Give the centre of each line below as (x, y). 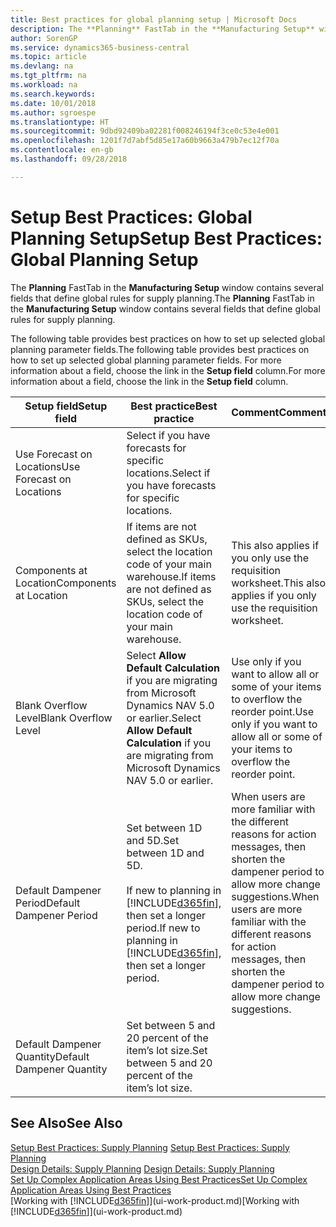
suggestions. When (275, 896)
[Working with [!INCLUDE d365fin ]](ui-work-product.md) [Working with (155, 1200)
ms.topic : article (48, 57)
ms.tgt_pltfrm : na (48, 76)
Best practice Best (174, 406)
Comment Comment (279, 412)
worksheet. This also (279, 583)
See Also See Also (66, 1123)
